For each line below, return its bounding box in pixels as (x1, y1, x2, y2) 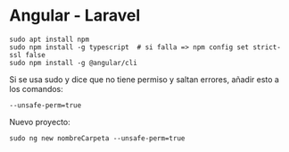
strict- (252, 42, 281, 52)
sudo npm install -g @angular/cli (9, 58, 138, 67)
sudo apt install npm (9, 35, 90, 44)
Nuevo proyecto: (9, 116, 70, 127)
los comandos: (9, 83, 64, 94)
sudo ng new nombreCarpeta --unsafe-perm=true (9, 133, 186, 143)
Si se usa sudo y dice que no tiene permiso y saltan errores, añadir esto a (9, 73, 279, 85)
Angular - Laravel (9, 5, 141, 26)
